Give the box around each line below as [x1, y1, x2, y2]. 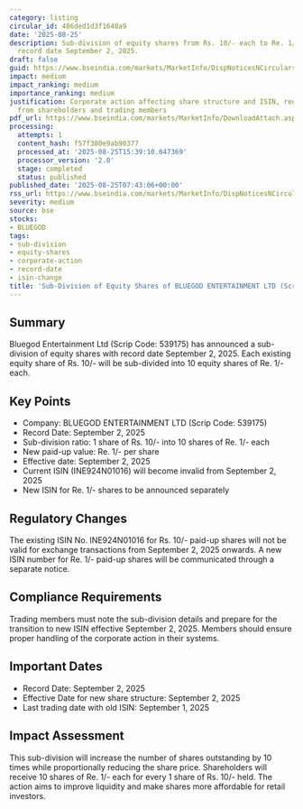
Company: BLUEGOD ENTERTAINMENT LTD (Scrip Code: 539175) [22, 418, 268, 428]
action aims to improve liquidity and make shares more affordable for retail [9, 781, 286, 792]
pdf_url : [9, 114, 42, 123]
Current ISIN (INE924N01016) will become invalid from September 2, [22, 465, 277, 476]
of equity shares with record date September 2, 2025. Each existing [40, 348, 291, 359]
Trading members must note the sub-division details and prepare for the [9, 613, 278, 624]
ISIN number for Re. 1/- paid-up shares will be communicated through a [9, 554, 275, 565]
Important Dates [9, 659, 103, 675]
